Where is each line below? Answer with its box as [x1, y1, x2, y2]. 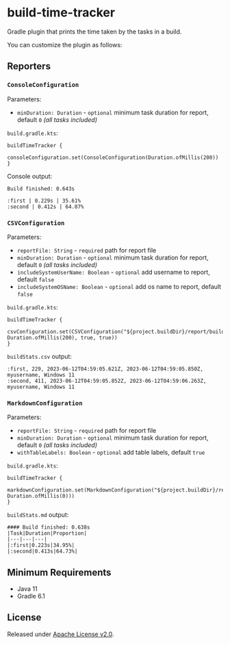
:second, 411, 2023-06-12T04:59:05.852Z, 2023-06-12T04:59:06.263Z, [7, 377, 207, 384]
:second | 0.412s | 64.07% [7, 203, 84, 210]
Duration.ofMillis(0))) [7, 493, 75, 500]
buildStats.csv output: [7, 352, 72, 360]
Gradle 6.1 [16, 592, 46, 600]
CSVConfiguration [7, 219, 65, 227]
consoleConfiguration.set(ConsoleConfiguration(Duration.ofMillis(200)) [7, 154, 219, 161]
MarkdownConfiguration [7, 399, 83, 407]
